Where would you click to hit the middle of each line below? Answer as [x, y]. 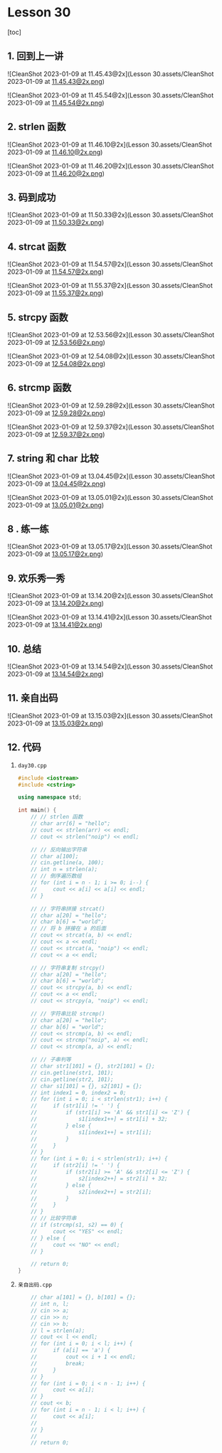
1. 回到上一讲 [36, 57]
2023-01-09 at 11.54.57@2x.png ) [56, 272]
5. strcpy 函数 [38, 317]
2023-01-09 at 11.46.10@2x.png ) [55, 152]
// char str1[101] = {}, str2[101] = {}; [93, 1066]
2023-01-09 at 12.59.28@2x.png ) [57, 413]
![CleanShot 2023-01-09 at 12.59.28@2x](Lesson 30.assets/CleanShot [111, 405]
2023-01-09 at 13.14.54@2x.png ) [56, 674]
